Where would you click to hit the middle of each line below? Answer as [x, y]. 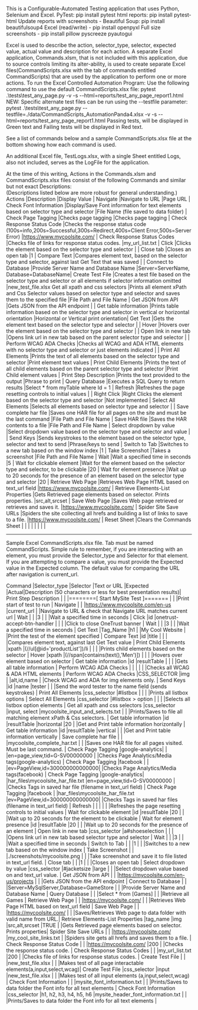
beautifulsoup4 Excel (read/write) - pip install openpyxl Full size [83, 27]
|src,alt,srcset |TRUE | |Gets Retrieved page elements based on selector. [94, 925]
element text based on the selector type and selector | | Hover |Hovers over [98, 325]
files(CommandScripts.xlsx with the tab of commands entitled [81, 70]
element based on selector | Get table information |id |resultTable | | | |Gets [97, 661]
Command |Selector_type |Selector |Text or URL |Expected [77, 586]
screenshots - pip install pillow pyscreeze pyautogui [69, 34]
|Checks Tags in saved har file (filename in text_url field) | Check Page [91, 787]
